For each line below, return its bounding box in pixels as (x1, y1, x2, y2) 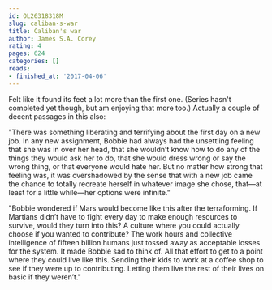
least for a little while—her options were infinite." (8, 187, 171, 197)
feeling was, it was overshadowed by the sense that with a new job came (8, 170, 253, 180)
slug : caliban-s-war (8, 19, 79, 28)
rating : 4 (8, 42, 42, 50)
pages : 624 (8, 49, 45, 58)
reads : (8, 65, 31, 73)
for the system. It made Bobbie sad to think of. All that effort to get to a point (8, 246, 264, 256)
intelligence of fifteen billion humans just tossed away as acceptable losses (8, 237, 261, 247)
